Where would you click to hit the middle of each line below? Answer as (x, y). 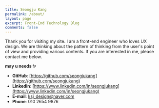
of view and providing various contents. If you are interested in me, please (79, 52)
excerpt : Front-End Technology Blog (42, 23)
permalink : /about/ (25, 14)
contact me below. (24, 57)
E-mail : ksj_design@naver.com (43, 96)
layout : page (18, 18)
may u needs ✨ (21, 66)
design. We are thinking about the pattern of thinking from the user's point (80, 46)
